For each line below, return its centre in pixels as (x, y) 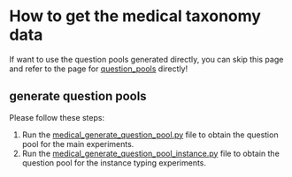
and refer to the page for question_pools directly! (99, 69)
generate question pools (78, 96)
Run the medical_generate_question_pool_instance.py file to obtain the (151, 153)
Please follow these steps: (57, 117)
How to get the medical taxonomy (135, 16)
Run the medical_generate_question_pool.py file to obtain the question (150, 135)
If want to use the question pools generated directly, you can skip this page (146, 59)
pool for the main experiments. (78, 144)
